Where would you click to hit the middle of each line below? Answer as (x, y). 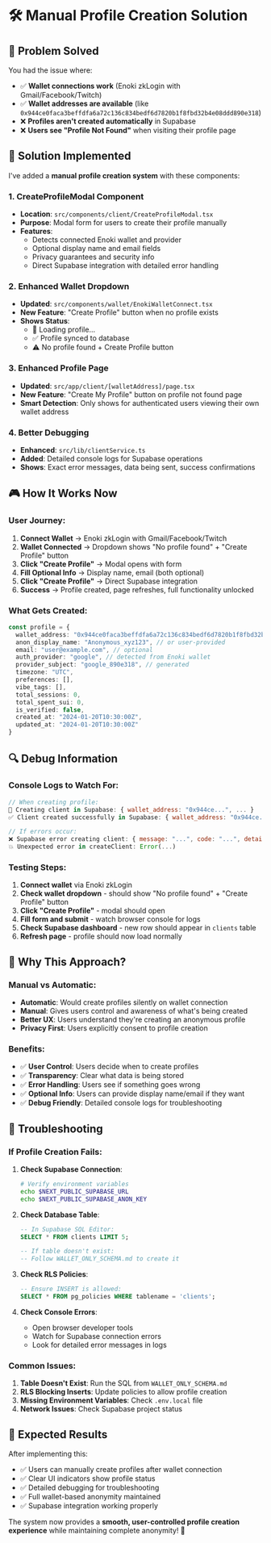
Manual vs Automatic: (52, 985)
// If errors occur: (43, 832)
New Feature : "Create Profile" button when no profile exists (119, 312)
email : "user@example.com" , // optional (84, 650)
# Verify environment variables (74, 1184)
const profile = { (39, 627)
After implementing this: (48, 1454)
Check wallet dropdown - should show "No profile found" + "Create (134, 893)
